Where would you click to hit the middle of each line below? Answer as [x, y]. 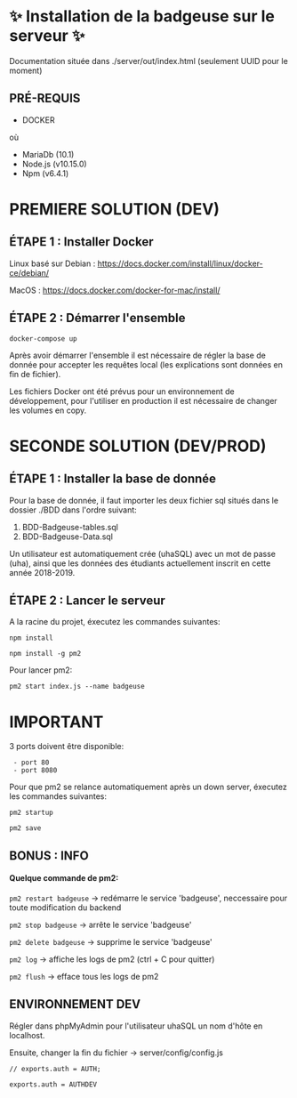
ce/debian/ [29, 272]
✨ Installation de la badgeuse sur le [142, 16]
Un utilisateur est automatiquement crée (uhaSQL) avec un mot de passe [143, 553]
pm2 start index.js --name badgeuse [77, 687]
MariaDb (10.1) [48, 154]
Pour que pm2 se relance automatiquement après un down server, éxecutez [148, 787]
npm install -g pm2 [45, 654]
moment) [26, 70]
